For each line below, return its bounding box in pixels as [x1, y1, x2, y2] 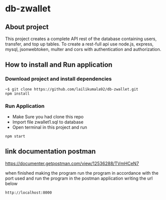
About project [5, 23, 49, 31]
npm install [5, 91, 30, 96]
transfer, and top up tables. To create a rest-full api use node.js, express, [5, 41, 154, 47]
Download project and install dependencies [5, 75, 112, 82]
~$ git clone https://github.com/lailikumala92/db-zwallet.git [5, 87, 139, 92]
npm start [5, 134, 26, 139]
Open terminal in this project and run [12, 124, 88, 130]
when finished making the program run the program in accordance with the [5, 170, 159, 176]
